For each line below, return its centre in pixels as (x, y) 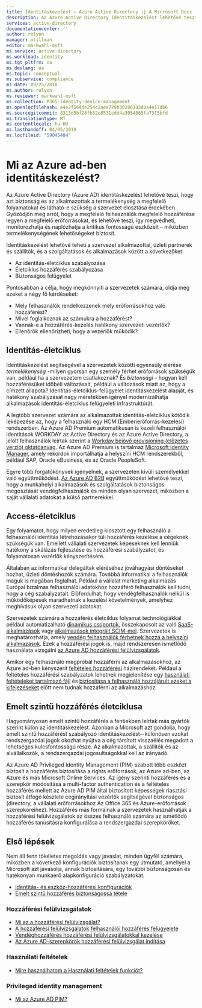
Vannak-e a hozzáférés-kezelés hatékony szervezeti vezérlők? (92, 325)
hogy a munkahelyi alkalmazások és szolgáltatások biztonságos (85, 484)
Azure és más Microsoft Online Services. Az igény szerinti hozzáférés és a (98, 778)
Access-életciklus (41, 516)
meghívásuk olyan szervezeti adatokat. (55, 607)
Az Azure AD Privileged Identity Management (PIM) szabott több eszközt (96, 765)
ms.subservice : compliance (40, 79)
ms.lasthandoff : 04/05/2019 (41, 130)
